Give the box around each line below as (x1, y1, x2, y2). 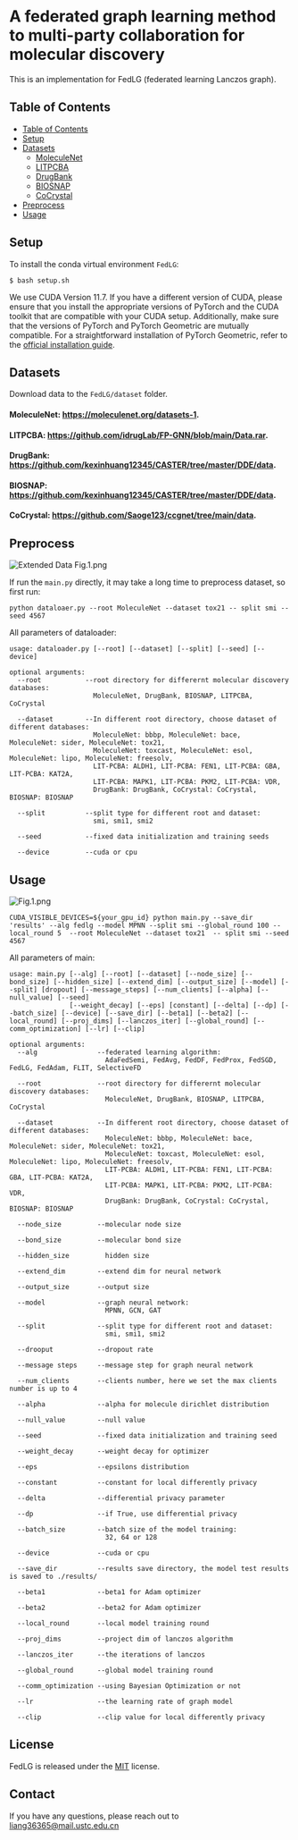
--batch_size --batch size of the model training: (17, 1524, 238, 1534)
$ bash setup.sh (9, 275, 70, 285)
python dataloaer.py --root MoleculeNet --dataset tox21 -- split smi (9, 603, 277, 613)
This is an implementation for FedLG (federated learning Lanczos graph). (9, 73, 277, 84)
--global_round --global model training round (17, 1666, 214, 1675)
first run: (9, 587, 41, 597)
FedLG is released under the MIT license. (9, 1760, 161, 1771)
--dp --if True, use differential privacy (17, 1509, 238, 1518)
